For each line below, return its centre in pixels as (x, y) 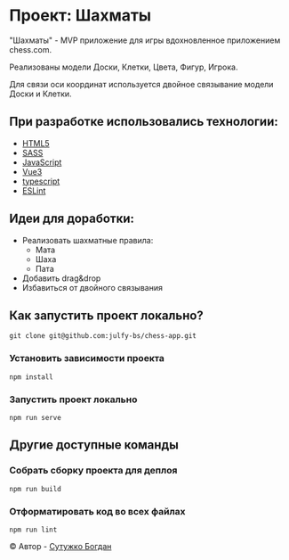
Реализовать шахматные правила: (88, 240)
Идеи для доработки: (72, 219)
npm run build (36, 489)
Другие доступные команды (94, 445)
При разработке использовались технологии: (144, 122)
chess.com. (30, 49)
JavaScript (42, 162)
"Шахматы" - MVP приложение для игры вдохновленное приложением (145, 40)
